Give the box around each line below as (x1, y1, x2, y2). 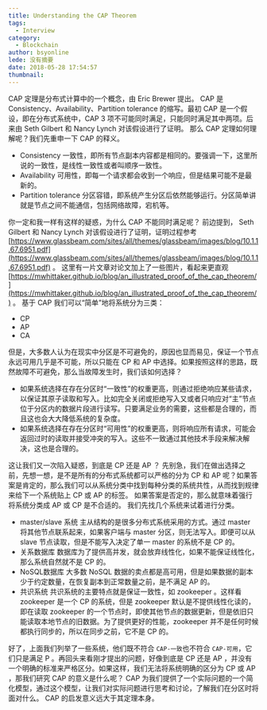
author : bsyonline (8, 49, 69, 57)
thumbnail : (8, 71, 44, 79)
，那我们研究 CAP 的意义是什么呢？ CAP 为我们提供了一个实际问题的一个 (8, 673, 246, 683)
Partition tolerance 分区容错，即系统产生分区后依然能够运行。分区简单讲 (19, 190, 257, 200)
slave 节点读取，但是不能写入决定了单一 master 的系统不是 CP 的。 (19, 536, 240, 546)
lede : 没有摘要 (8, 57, 54, 64)
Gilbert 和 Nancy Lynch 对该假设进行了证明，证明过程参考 (8, 227, 197, 236)
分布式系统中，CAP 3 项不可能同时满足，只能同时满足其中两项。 (35, 113, 247, 123)
